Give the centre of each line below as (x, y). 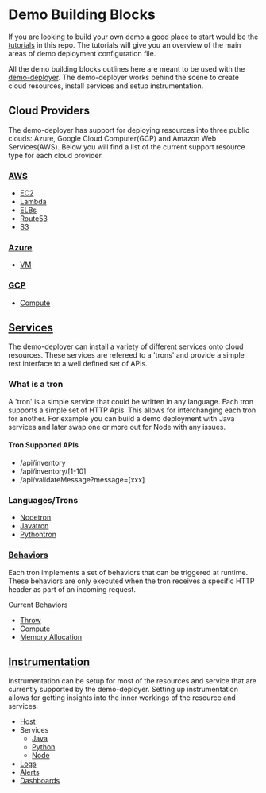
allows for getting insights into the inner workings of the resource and (122, 698)
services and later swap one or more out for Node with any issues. (117, 427)
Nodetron (35, 517)
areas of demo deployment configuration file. (82, 53)
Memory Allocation (51, 636)
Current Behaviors (38, 605)
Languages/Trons (43, 500)
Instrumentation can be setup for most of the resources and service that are (132, 681)
